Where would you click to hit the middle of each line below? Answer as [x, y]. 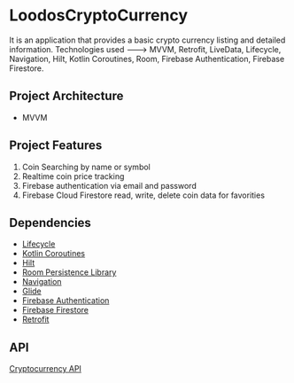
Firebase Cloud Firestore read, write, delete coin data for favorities [143, 195]
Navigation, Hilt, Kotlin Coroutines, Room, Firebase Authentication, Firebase [147, 59]
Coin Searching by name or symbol [86, 167]
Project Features [56, 146]
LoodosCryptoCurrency [99, 16]
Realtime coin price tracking [73, 176]
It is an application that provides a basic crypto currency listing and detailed [147, 40]
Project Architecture [66, 96]
